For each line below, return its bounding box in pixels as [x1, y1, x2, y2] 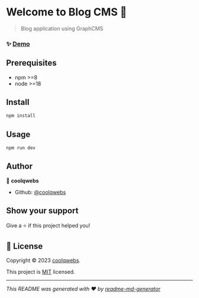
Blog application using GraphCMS [20, 25, 104, 32]
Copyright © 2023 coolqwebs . [6, 257, 81, 264]
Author [6, 161, 33, 171]
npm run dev [6, 145, 36, 151]
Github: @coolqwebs [14, 188, 66, 196]
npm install [6, 113, 36, 119]
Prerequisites [6, 58, 57, 68]
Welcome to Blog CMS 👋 [6, 5, 127, 19]
